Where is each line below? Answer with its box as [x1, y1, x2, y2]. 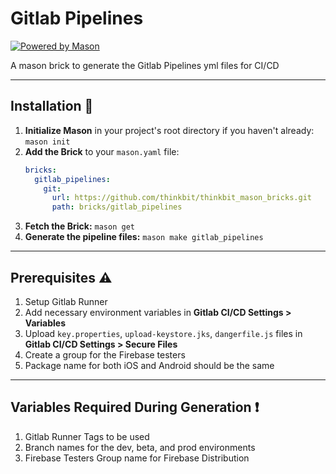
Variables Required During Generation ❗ [10, 399, 260, 416]
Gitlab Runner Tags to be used [24, 430, 150, 442]
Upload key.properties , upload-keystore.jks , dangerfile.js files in [24, 327, 303, 339]
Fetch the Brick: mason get [24, 220, 135, 232]
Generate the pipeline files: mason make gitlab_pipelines [24, 231, 264, 243]
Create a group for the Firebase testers [24, 348, 186, 361]
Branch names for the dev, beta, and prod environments [24, 441, 256, 453]
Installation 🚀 [10, 98, 94, 115]
